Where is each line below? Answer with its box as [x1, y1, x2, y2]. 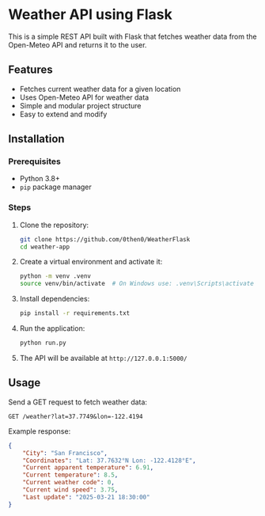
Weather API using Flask [8, 6, 172, 24]
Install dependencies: [19, 294, 90, 304]
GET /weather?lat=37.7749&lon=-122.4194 [8, 412, 144, 420]
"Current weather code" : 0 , [22, 479, 115, 487]
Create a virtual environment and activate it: [19, 257, 163, 267]
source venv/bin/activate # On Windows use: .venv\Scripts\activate [19, 279, 255, 288]
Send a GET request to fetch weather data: [8, 397, 148, 407]
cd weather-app [19, 243, 70, 251]
